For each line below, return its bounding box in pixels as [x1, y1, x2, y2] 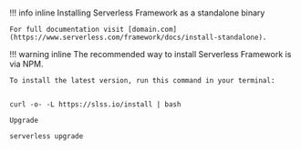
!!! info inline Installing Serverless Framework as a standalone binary [9, 7, 265, 18]
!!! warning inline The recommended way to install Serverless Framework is [9, 49, 292, 60]
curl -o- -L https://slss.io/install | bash [9, 100, 182, 109]
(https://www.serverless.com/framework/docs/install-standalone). [9, 33, 267, 43]
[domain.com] [127, 25, 178, 35]
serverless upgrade [9, 132, 84, 141]
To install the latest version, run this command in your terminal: [9, 76, 275, 85]
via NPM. [9, 58, 44, 70]
